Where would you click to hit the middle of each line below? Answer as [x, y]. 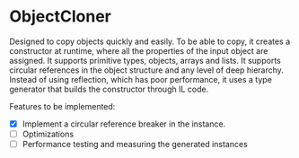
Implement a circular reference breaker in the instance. [124, 124]
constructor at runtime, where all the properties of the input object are [139, 50]
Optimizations [48, 134]
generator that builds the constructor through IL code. [109, 89]
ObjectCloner [61, 17]
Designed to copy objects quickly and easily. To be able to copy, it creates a [150, 41]
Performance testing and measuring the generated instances [135, 145]
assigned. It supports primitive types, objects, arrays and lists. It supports [145, 60]
